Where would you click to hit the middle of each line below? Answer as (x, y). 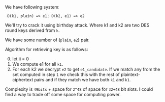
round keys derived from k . (33, 30)
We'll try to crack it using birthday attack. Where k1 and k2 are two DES (77, 25)
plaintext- (130, 75)
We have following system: (33, 7)
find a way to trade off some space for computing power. (63, 94)
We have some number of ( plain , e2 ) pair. (47, 40)
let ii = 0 (20, 59)
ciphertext (23, 80)
